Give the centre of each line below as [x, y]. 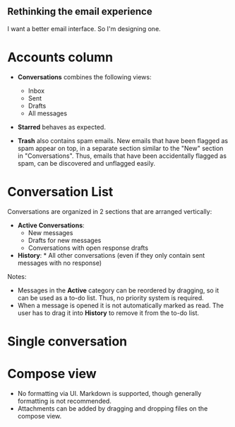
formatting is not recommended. [64, 401]
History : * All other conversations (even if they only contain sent [111, 255]
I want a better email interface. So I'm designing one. [84, 28]
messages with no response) [60, 263]
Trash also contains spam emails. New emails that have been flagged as [122, 140]
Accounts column [60, 57]
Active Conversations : [51, 225]
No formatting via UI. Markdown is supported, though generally [109, 393]
